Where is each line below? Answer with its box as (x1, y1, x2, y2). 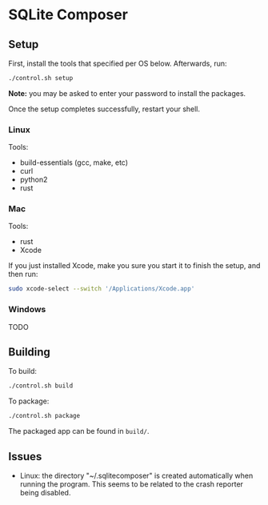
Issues (8, 450, 42, 463)
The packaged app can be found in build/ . (8, 427, 150, 436)
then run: (8, 270, 38, 279)
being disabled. (19, 488, 71, 498)
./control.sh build (8, 382, 74, 390)
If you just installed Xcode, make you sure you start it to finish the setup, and (8, 261, 261, 271)
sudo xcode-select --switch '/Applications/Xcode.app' (8, 285, 195, 293)
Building (8, 346, 50, 359)
